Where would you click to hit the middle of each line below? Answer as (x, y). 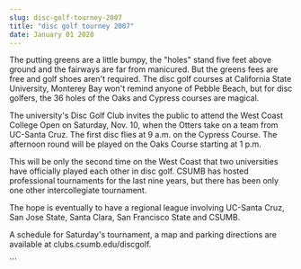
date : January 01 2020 (52, 34)
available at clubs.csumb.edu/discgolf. (80, 245)
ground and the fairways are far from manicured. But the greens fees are (144, 69)
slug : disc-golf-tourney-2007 (66, 18)
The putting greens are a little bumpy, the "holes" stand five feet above (141, 60)
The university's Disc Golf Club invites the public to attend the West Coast (146, 116)
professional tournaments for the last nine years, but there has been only (144, 181)
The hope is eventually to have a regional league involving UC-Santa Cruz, (147, 208)
